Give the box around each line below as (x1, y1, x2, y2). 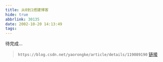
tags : (5, 26, 17, 31)
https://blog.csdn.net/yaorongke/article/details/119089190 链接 (17, 51, 158, 57)
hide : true (5, 12, 28, 17)
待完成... (5, 41, 23, 47)
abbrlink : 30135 (5, 17, 40, 22)
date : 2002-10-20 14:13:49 (5, 21, 62, 27)
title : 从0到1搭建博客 (5, 7, 49, 13)
